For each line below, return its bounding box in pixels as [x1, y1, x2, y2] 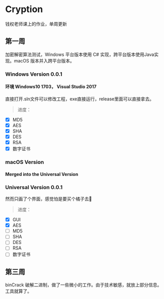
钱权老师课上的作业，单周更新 [5, 21, 67, 27]
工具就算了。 [5, 288, 32, 294]
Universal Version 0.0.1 [5, 184, 63, 191]
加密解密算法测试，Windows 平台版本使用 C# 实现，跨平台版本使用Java [5, 51, 154, 57]
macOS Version [5, 159, 44, 166]
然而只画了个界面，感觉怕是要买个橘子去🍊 [5, 196, 92, 202]
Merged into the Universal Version [5, 171, 78, 177]
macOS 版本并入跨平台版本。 [14, 57, 74, 64]
